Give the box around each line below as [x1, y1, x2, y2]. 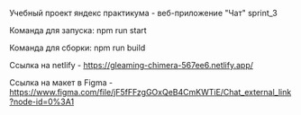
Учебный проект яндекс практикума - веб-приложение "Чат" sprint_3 [9, 8, 278, 18]
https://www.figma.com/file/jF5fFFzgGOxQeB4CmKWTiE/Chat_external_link [9, 87, 292, 97]
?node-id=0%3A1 [9, 96, 75, 107]
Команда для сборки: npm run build [9, 42, 146, 53]
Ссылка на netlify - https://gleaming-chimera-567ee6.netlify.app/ [9, 60, 254, 70]
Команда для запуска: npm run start [9, 25, 147, 35]
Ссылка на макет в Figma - [9, 77, 114, 88]
